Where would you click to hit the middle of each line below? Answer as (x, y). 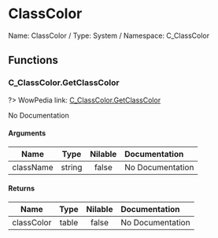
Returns (22, 188)
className (33, 167)
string (72, 167)
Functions (33, 60)
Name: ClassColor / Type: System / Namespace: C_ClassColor (109, 35)
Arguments (27, 133)
